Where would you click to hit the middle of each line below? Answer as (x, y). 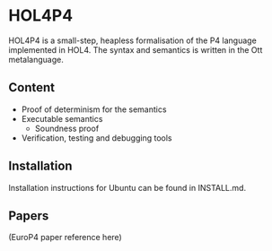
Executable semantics (62, 118)
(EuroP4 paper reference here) (65, 238)
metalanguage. (36, 59)
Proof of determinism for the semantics (94, 109)
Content (32, 87)
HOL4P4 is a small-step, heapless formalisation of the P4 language (132, 40)
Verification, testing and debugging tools (97, 138)
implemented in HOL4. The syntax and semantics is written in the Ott (136, 49)
